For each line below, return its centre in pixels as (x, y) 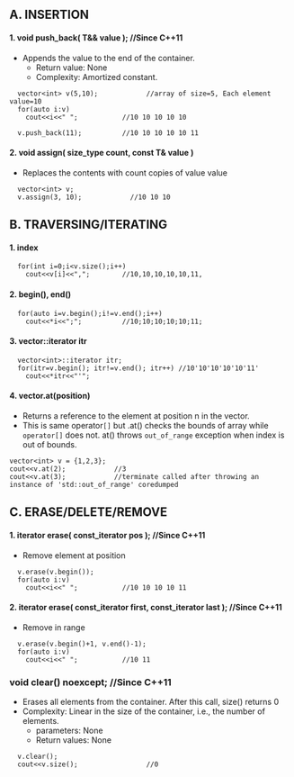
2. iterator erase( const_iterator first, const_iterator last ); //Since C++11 (146, 608)
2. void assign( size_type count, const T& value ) (102, 153)
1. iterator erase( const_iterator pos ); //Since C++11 (107, 535)
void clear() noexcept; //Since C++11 (91, 682)
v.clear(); (38, 757)
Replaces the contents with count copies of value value (125, 172)
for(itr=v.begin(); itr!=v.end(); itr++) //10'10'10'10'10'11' (138, 368)
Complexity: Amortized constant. (97, 77)
